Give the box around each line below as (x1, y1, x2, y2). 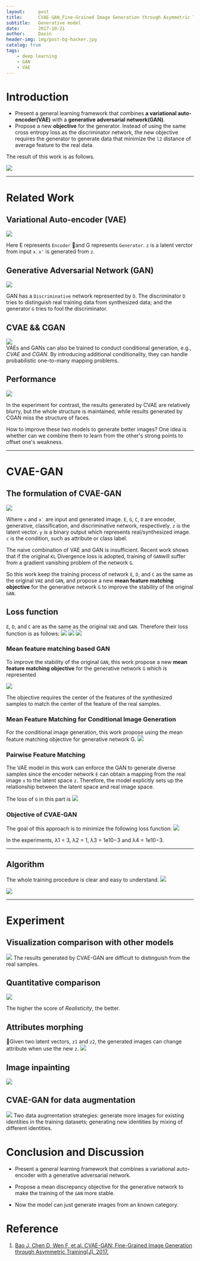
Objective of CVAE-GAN (6, 810, 77, 819)
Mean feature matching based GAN (6, 645, 110, 653)
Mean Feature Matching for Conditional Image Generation (6, 715, 177, 723)
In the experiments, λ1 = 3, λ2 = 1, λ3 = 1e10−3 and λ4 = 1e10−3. (6, 836, 164, 843)
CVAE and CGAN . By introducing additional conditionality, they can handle (6, 350, 188, 357)
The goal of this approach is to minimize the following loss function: (6, 825, 173, 832)
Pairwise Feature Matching (6, 751, 86, 759)
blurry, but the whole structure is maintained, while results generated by (6, 408, 183, 415)
